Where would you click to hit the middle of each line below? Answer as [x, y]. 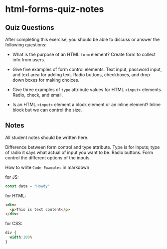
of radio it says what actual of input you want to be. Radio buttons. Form [79, 152]
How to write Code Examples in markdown [47, 167]
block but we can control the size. [47, 110]
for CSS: [14, 224]
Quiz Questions [30, 28]
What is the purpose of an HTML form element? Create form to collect [84, 54]
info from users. [29, 60]
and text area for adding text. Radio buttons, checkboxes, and [76, 75]
